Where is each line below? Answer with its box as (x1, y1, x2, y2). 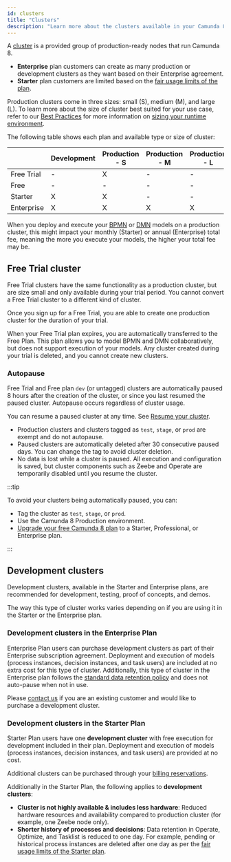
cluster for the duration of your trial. (7, 316, 109, 324)
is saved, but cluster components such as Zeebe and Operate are (16, 462, 203, 470)
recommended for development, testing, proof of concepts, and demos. (7, 590, 211, 599)
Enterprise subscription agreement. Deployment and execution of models (7, 651, 215, 660)
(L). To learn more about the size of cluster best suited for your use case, (7, 105, 214, 114)
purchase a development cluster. (7, 701, 100, 709)
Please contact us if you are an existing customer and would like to (7, 693, 197, 702)
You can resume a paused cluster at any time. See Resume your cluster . (7, 412, 211, 421)
